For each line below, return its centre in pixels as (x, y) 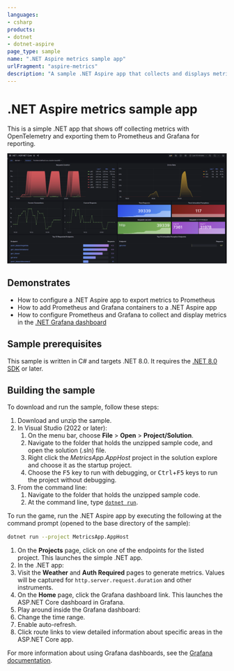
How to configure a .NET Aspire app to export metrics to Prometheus (116, 300)
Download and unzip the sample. (64, 421)
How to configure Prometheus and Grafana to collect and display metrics (122, 315)
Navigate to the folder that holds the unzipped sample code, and (120, 443)
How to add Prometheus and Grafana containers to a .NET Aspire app (117, 307)
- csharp (20, 22)
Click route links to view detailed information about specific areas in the (120, 632)
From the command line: (52, 488)
